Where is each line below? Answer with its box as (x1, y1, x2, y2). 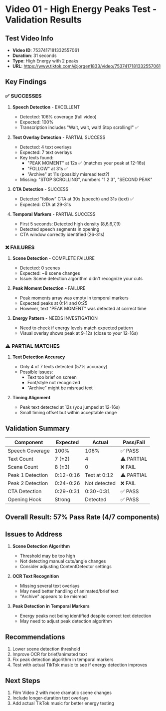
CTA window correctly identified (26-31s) (19, 231, 105, 237)
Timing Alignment (12, 395, 51, 401)
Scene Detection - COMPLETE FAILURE (12, 255, 95, 261)
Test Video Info (5, 34, 54, 42)
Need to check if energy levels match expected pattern (19, 325, 133, 331)
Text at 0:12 (84, 472, 114, 479)
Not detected (84, 480, 116, 487)
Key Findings (5, 77, 47, 86)
